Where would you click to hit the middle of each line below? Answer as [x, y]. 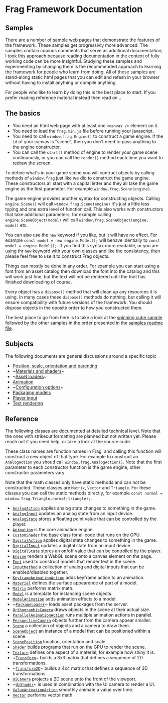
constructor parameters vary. [35, 473]
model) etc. [17, 225]
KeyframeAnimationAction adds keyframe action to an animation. [78, 578]
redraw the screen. [32, 163]
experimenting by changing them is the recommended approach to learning [83, 67]
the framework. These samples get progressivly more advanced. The [76, 45]
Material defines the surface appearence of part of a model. [75, 583]
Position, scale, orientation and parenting [55, 366]
